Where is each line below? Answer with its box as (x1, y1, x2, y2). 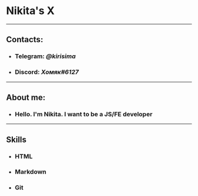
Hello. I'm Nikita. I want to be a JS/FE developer (14, 110, 153, 118)
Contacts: (6, 35, 44, 45)
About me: (6, 92, 46, 102)
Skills (6, 134, 27, 144)
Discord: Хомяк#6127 (14, 68, 79, 76)
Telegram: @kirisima (14, 52, 76, 60)
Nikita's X (6, 4, 55, 18)
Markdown (14, 168, 47, 176)
